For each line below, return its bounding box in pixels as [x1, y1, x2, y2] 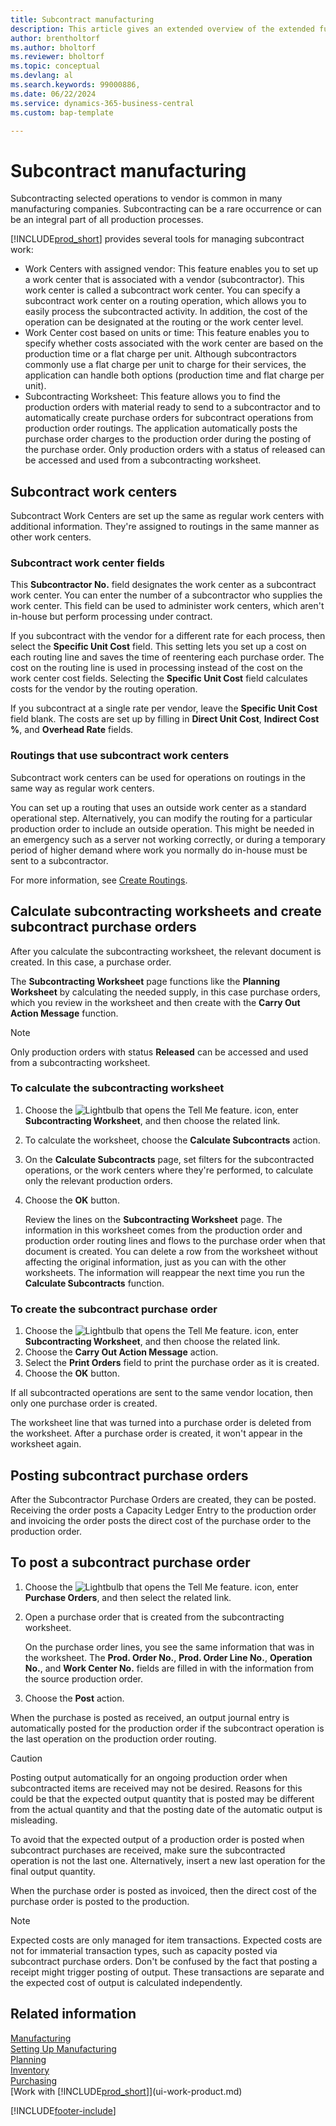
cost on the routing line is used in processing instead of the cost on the [10, 662, 303, 674]
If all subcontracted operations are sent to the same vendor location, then [10, 1387, 313, 1399]
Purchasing [10, 2074, 58, 2086]
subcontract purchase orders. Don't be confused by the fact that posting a [10, 1955, 318, 1967]
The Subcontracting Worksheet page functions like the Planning [10, 975, 281, 987]
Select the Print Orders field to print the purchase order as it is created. [24, 1357, 320, 1369]
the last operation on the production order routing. [10, 1732, 217, 1745]
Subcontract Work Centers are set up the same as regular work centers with [10, 510, 325, 522]
